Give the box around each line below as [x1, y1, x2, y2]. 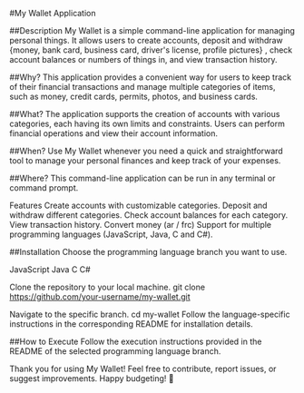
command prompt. [9, 182, 79, 193]
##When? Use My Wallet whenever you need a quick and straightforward [9, 145, 283, 156]
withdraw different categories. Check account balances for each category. [9, 210, 289, 221]
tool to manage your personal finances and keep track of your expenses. [9, 155, 281, 166]
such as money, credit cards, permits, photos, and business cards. [9, 91, 259, 102]
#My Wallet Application [9, 8, 97, 18]
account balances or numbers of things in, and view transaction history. [9, 54, 278, 64]
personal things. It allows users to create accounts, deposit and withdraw [9, 35, 283, 45]
